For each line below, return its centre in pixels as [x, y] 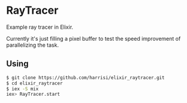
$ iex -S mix [22, 89]
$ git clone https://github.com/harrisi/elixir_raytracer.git [85, 78]
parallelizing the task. [32, 45]
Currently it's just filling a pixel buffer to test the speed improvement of [93, 38]
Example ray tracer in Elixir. [40, 27]
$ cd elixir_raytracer [34, 83]
